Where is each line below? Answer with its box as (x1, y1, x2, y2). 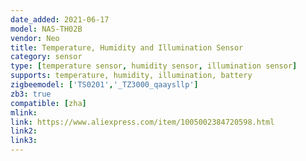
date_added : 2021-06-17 (10, 14, 110, 25)
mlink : (10, 107, 38, 118)
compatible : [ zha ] (10, 98, 87, 108)
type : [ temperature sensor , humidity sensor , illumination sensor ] (10, 61, 298, 71)
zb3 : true (10, 89, 52, 99)
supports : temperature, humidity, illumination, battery (10, 71, 253, 81)
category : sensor (10, 52, 83, 62)
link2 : (10, 126, 38, 136)
